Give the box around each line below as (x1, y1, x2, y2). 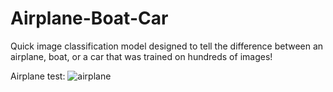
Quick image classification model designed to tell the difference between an (10, 40, 324, 52)
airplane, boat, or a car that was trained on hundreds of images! (10, 50, 273, 62)
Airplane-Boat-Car (10, 7, 169, 30)
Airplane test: (10, 70, 66, 82)
